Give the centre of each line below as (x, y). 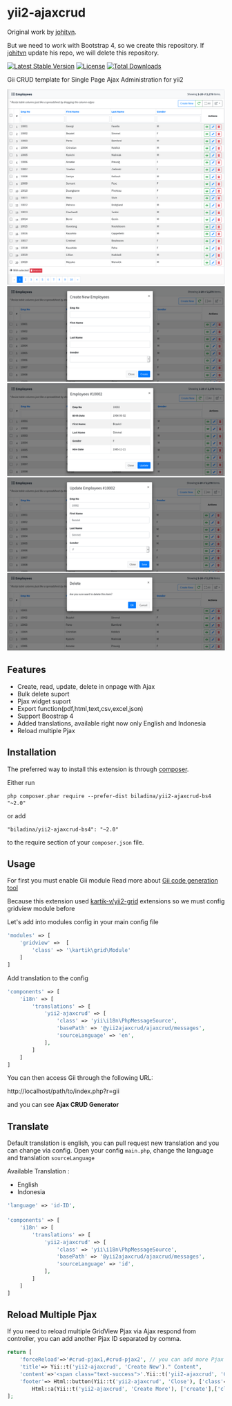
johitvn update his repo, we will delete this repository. (83, 53)
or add (17, 815)
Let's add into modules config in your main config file (83, 922)
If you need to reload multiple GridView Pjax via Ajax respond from (102, 1331)
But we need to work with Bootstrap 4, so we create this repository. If (106, 45)
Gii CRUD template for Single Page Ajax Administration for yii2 (95, 79)
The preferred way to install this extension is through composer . (98, 769)
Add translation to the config (48, 978)
